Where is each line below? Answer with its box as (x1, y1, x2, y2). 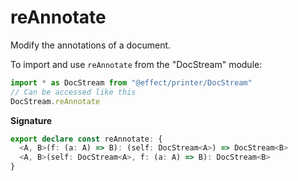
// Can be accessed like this (10, 87, 137, 97)
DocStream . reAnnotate (10, 96, 101, 106)
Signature (10, 114, 53, 126)
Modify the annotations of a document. (10, 39, 172, 51)
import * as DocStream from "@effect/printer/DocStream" (10, 77, 253, 88)
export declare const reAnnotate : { (10, 134, 163, 144)
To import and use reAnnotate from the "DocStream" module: (10, 58, 263, 70)
